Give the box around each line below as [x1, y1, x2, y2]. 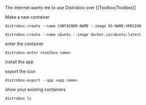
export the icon [5, 69, 36, 74]
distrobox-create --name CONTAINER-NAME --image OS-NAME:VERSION [5, 24, 141, 28]
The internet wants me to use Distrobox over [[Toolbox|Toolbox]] [5, 5, 136, 10]
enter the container [5, 41, 44, 47]
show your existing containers [5, 86, 66, 92]
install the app [5, 59, 34, 65]
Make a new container [5, 14, 50, 20]
